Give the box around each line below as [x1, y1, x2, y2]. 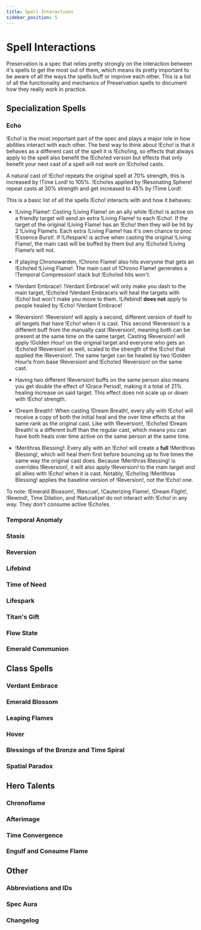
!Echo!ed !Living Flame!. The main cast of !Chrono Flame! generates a [14, 265, 188, 272]
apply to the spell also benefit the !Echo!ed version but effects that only [6, 154, 183, 161]
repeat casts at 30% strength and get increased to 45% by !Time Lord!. [6, 185, 183, 192]
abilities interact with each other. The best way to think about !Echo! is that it [6, 141, 195, 149]
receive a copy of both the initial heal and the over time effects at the [14, 413, 185, 421]
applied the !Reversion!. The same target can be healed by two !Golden [14, 352, 191, 359]
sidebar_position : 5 [6, 14, 58, 20]
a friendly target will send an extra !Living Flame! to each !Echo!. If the [14, 215, 188, 222]
